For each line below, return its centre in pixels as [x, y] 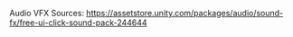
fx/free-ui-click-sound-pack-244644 [78, 23]
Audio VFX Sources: [47, 13]
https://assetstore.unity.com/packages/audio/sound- [184, 13]
